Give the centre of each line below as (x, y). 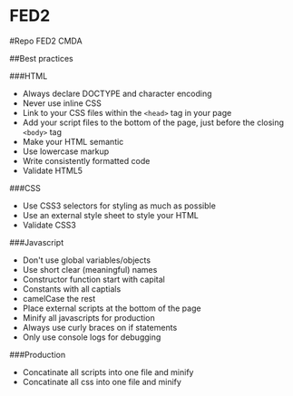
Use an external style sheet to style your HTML (111, 215)
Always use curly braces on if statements (100, 327)
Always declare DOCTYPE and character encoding (117, 93)
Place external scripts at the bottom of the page (112, 308)
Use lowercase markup (66, 151)
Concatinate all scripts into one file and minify (108, 372)
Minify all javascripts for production (89, 317)
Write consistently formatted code (86, 160)
